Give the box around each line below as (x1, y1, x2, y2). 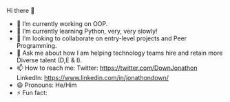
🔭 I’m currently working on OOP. (16, 20, 108, 27)
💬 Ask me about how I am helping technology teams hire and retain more (16, 49, 223, 57)
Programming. (16, 42, 57, 49)
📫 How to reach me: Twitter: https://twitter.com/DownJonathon (16, 64, 198, 72)
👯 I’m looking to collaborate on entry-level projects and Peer (16, 34, 187, 42)
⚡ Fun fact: (16, 89, 48, 97)
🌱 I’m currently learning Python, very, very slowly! (16, 27, 158, 35)
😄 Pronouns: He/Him (16, 81, 77, 89)
